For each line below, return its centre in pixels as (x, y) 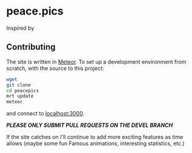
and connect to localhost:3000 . (45, 114)
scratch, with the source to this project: (55, 68)
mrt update (20, 96)
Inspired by (20, 28)
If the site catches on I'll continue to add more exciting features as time (95, 137)
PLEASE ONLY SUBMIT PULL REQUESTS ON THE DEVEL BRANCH (90, 125)
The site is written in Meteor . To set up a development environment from (96, 61)
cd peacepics (23, 90)
